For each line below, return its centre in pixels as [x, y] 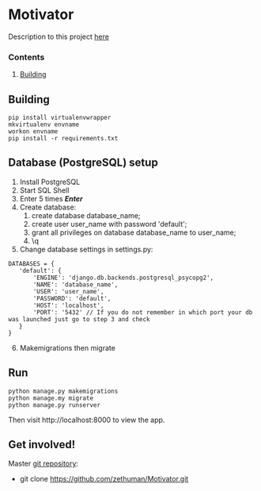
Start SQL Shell [44, 190]
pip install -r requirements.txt [63, 139]
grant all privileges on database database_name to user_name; [134, 232]
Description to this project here [59, 36]
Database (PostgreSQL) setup [83, 163]
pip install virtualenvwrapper [60, 118]
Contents [26, 57]
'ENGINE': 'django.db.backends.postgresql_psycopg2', [123, 278]
